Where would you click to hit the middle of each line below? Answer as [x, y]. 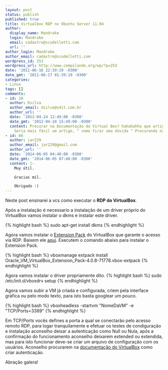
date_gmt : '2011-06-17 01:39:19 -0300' [47, 75]
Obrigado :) [26, 186]
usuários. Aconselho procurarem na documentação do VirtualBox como [79, 347]
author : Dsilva [25, 103]
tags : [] [14, 89]
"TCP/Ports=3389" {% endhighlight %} [45, 311]
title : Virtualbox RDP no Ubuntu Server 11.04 [54, 24]
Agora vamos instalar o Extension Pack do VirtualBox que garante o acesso [83, 235]
